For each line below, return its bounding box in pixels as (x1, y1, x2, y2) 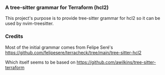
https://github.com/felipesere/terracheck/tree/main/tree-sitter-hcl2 (5, 49, 142, 56)
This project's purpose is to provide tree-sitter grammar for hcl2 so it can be (5, 15, 161, 21)
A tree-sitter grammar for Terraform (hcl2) (5, 4, 109, 11)
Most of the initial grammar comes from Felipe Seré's (5, 44, 113, 50)
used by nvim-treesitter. (5, 20, 54, 26)
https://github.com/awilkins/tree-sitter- (76, 59, 156, 65)
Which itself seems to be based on (5, 59, 76, 65)
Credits (5, 33, 23, 40)
